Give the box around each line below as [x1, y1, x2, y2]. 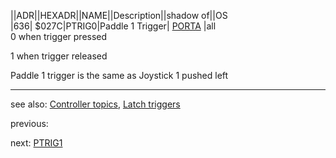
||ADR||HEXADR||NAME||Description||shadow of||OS [10, 10, 228, 21]
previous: [10, 118, 49, 129]
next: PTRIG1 [10, 137, 63, 149]
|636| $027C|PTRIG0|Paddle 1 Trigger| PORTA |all [10, 20, 217, 32]
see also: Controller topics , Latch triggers [10, 98, 181, 110]
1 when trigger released [10, 50, 108, 62]
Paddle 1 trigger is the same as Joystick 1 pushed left [10, 70, 229, 81]
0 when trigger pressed [10, 31, 108, 42]
